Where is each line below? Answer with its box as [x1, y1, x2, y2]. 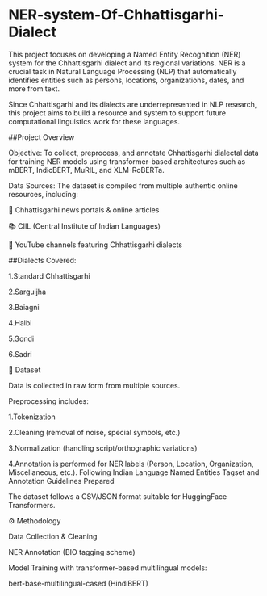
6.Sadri [8, 349, 32, 359]
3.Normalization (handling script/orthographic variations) [8, 443, 198, 453]
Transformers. [8, 500, 56, 510]
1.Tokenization [8, 412, 56, 422]
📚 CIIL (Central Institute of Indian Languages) [8, 220, 161, 231]
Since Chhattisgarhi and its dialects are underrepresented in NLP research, [8, 99, 257, 109]
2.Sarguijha [8, 287, 47, 296]
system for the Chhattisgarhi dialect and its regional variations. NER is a [8, 58, 246, 68]
